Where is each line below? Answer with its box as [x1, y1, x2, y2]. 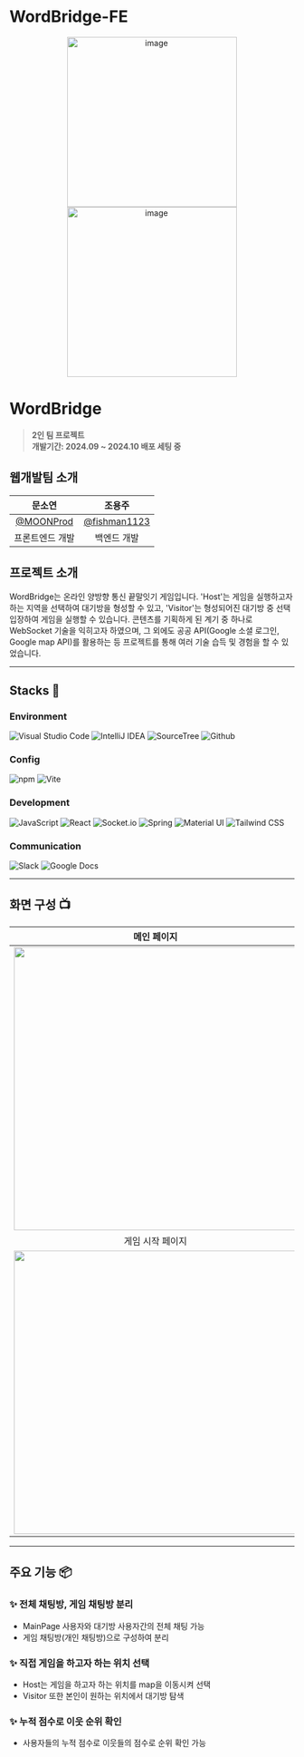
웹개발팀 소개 [9, 470, 79, 486]
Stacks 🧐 [9, 683, 61, 698]
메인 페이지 [133, 930, 178, 943]
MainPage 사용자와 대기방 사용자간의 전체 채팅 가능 [22, 1620, 205, 1631]
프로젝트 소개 [9, 565, 79, 581]
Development [9, 796, 71, 809]
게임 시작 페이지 [123, 1235, 187, 1247]
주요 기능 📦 [9, 1565, 72, 1580]
